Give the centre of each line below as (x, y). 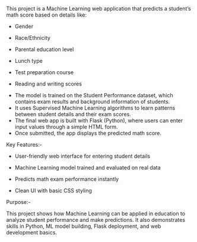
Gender (24, 26)
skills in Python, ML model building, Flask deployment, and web (84, 226)
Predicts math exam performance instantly (67, 179)
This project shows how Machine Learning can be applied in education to (96, 214)
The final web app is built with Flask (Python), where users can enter (99, 120)
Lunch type (28, 61)
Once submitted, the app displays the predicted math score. (88, 133)
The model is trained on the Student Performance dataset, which (94, 95)
